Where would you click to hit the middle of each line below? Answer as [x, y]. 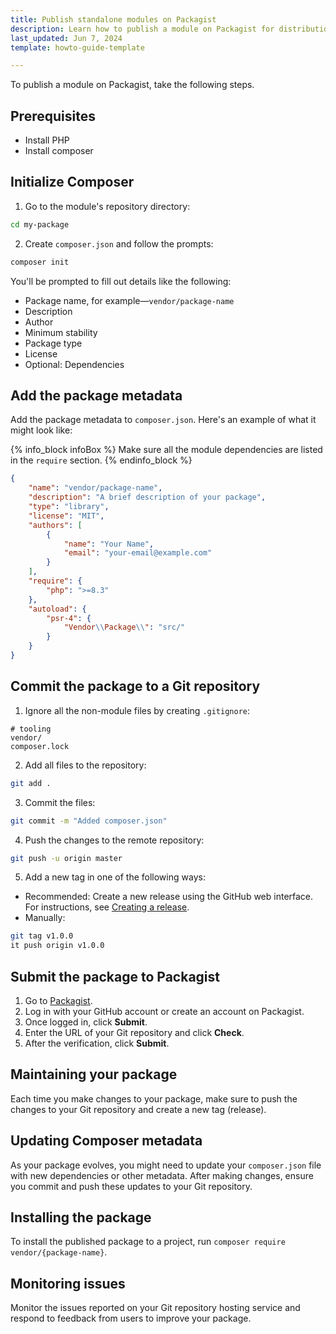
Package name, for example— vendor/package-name [129, 300]
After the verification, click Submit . [97, 1043]
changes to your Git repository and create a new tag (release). [138, 1109]
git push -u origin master [66, 858]
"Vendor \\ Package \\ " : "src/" [124, 627]
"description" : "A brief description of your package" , [147, 497]
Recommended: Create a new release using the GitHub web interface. [169, 897]
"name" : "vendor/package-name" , [95, 488]
